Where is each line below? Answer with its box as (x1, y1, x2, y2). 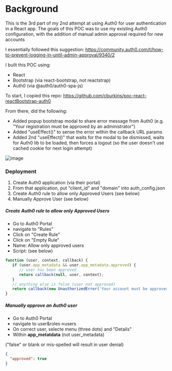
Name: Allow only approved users (12, 242, 84, 249)
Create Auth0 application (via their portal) (12, 180, 101, 186)
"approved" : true (10, 356, 47, 362)
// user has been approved (18, 267, 77, 272)
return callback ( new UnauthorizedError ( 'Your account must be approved (12, 286, 168, 291)
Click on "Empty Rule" (12, 237, 60, 243)
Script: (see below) (12, 248, 53, 254)
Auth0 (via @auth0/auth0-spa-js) (12, 83, 83, 89)
